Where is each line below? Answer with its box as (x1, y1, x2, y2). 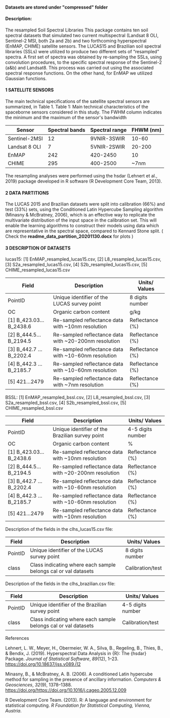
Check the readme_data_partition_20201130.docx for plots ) (5, 233, 134, 239)
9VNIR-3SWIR (90, 135, 125, 142)
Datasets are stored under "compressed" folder (5, 4, 108, 10)
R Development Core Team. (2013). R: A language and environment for (5, 697, 152, 703)
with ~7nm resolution (53, 381, 104, 388)
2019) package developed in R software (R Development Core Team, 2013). (5, 178, 162, 184)
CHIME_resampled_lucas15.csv (5, 267, 70, 273)
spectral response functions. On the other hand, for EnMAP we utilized (5, 70, 153, 76)
